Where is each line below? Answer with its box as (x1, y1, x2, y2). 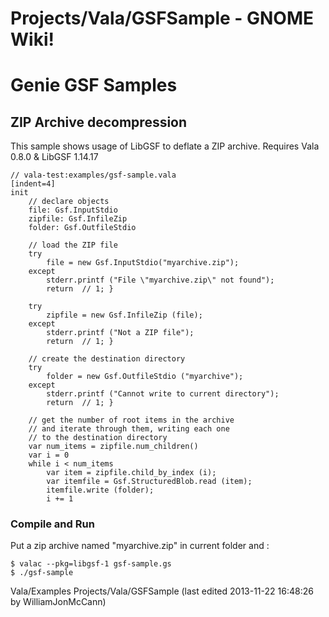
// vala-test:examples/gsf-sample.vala (10, 170, 177, 181)
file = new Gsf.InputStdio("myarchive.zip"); (46, 258, 240, 268)
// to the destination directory (28, 433, 168, 443)
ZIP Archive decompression (10, 113, 188, 131)
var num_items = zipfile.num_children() (28, 442, 199, 452)
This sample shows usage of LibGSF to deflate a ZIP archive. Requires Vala (10, 140, 320, 152)
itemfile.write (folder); (46, 485, 155, 496)
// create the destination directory (28, 354, 186, 364)
